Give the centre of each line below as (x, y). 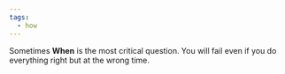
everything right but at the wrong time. (80, 60)
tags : (19, 17)
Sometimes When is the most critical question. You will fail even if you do (143, 50)
